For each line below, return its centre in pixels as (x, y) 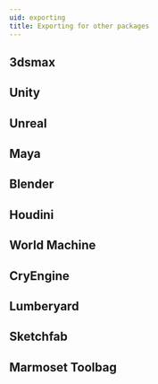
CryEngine (39, 276)
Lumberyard (44, 306)
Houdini (32, 215)
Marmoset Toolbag (63, 367)
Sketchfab (39, 337)
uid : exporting (37, 17)
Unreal (28, 123)
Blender (32, 184)
